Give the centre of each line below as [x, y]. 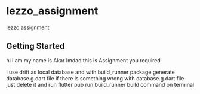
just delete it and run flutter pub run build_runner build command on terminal [100, 84]
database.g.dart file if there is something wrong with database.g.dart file [95, 78]
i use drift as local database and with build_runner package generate [90, 72]
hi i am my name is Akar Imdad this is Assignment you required [84, 60]
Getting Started [36, 46]
